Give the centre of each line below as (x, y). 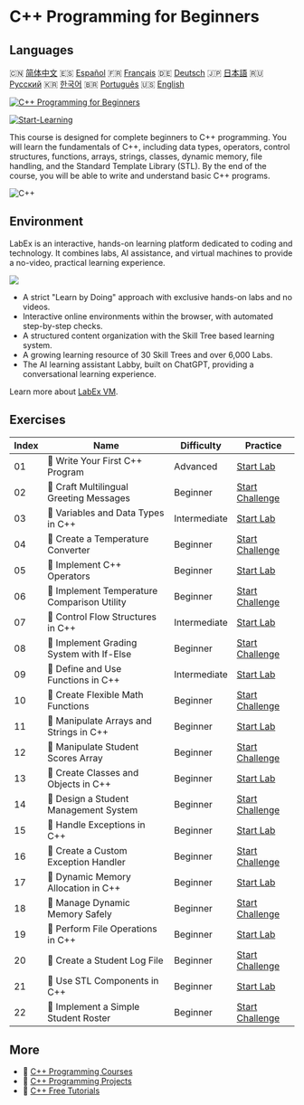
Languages (42, 50)
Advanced (195, 466)
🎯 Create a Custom (88, 850)
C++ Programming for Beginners (134, 17)
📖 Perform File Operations (102, 929)
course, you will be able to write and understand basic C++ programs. (140, 175)
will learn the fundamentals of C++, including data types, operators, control (150, 147)
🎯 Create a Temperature (98, 538)
